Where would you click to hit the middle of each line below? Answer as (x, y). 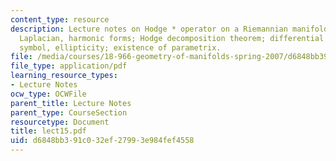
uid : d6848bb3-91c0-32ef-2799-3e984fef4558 (102, 141)
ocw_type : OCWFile (48, 94)
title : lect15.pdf (48, 131)
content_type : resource (60, 19)
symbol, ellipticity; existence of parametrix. (120, 47)
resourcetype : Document (60, 122)
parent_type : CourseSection (69, 112)
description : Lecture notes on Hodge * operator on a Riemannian (149, 29)
